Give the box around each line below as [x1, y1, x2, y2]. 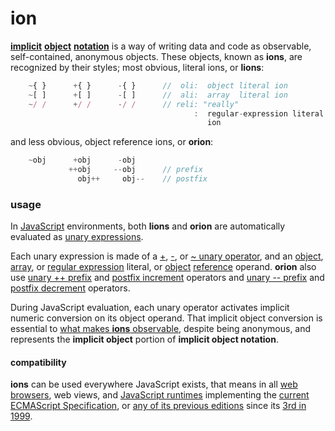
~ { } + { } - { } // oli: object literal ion [28, 80, 288, 91]
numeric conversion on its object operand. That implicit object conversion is [10, 312, 323, 324]
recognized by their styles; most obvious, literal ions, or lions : [10, 61, 265, 73]
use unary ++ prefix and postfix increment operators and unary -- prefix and [10, 272, 325, 284]
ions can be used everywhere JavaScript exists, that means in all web [10, 378, 298, 391]
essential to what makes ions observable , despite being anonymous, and [10, 323, 312, 335]
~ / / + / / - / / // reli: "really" [28, 99, 240, 109]
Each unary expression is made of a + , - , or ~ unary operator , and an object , [10, 250, 324, 262]
